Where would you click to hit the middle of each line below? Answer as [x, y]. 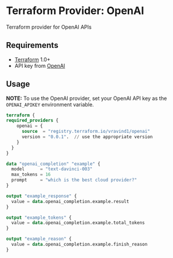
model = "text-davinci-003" [52, 169]
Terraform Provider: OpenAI [75, 11]
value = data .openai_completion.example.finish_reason [79, 245]
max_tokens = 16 [31, 175]
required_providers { [32, 121]
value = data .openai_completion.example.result [70, 201]
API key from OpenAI [40, 66]
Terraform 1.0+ [32, 59]
